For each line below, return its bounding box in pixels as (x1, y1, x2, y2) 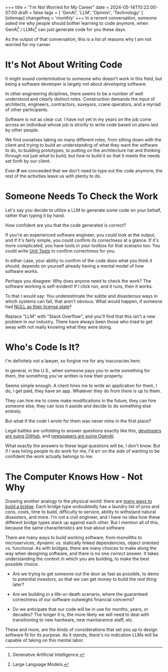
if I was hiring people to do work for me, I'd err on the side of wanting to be (5, 448, 160, 454)
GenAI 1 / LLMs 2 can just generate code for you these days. (5, 26, 126, 32)
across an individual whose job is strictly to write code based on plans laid (5, 121, 158, 127)
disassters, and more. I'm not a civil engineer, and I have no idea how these (5, 514, 160, 520)
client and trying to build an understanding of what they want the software (5, 142, 158, 148)
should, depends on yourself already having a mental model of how (5, 263, 144, 269)
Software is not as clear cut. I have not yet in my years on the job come (5, 116, 151, 122)
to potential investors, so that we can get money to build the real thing (12, 576, 157, 582)
